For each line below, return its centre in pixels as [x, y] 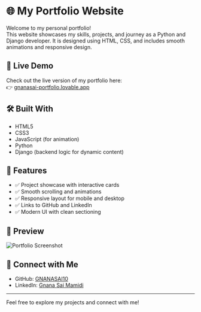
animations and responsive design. [49, 47]
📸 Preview [25, 231]
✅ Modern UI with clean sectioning [58, 212]
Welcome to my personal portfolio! [49, 28]
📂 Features [27, 170]
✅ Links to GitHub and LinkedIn [53, 205]
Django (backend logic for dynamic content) [69, 152]
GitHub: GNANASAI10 [42, 279]
